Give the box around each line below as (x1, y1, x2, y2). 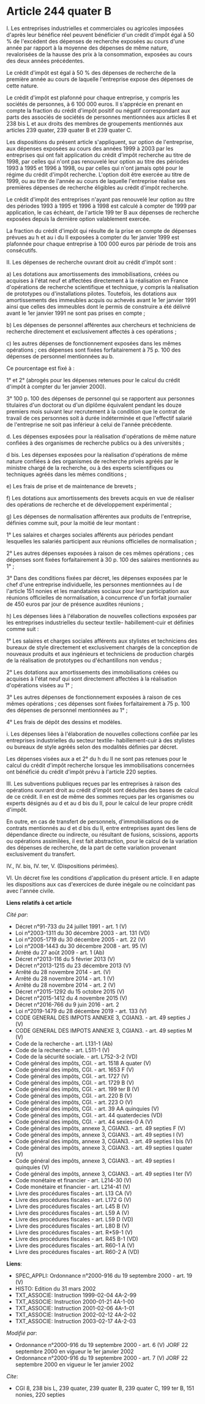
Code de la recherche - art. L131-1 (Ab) (15, 1040, 113, 1047)
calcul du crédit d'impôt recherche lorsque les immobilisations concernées (6, 761, 195, 769)
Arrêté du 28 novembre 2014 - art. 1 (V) (15, 975, 115, 982)
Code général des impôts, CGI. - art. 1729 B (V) (15, 1079, 135, 1086)
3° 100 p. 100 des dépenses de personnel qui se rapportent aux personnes (6, 394, 195, 402)
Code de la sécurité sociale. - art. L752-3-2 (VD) (15, 1052, 138, 1060)
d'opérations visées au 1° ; (6, 681, 73, 689)
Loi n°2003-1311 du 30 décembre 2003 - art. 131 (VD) (15, 929, 151, 937)
